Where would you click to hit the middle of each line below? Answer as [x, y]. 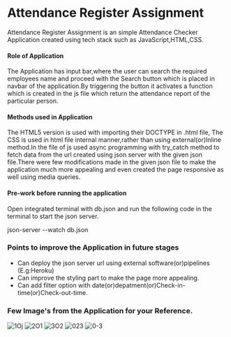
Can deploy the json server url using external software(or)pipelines [114, 263]
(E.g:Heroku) [36, 270]
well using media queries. [44, 177]
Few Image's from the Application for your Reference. [100, 310]
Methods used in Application [50, 117]
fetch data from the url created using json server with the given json [105, 155]
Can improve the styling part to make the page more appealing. [108, 278]
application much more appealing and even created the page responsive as [116, 170]
